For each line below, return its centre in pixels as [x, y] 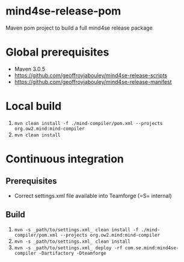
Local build [34, 106]
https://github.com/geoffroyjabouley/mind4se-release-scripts [91, 75]
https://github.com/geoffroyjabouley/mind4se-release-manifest [93, 81]
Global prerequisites [57, 52]
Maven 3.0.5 [30, 69]
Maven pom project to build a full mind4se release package [79, 28]
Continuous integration [65, 159]
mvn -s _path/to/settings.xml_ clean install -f [76, 230]
